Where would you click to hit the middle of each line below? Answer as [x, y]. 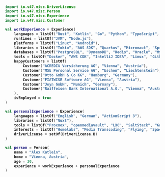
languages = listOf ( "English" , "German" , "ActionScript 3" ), [78, 116]
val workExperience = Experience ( [41, 29]
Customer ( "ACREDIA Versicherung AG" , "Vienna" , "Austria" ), [85, 66]
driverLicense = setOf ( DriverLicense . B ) [56, 134]
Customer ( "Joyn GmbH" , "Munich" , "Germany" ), [70, 84]
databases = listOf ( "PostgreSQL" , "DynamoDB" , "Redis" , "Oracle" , [83, 52]
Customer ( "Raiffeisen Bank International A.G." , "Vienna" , [84, 89]
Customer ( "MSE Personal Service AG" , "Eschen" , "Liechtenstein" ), [92, 70]
